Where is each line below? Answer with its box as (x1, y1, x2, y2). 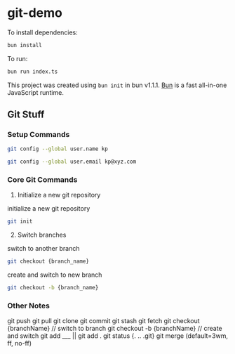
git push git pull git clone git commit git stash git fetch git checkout (7, 317, 200, 325)
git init (7, 218, 33, 225)
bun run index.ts (7, 68, 58, 75)
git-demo (7, 5, 63, 21)
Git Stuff (7, 109, 45, 121)
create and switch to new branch (7, 270, 102, 279)
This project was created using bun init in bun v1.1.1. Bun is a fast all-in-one (7, 81, 227, 89)
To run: (7, 54, 28, 63)
